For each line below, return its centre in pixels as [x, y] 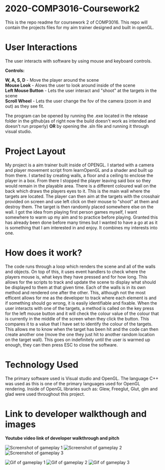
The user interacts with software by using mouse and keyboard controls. [79, 61]
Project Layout [35, 151]
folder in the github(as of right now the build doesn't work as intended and [80, 121]
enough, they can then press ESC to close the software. [61, 345]
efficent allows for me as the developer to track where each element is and [81, 298]
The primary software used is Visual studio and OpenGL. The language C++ [82, 378]
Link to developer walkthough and [76, 414]
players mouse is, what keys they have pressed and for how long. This [76, 277]
